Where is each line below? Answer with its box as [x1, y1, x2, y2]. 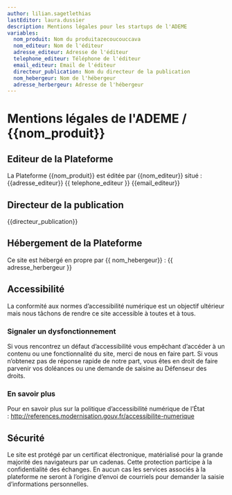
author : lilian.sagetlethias [7, 10, 91, 17]
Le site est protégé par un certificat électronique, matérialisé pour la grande [7, 451, 224, 459]
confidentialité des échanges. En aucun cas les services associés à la [7, 465, 206, 474]
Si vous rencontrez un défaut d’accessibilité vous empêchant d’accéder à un [7, 342, 225, 350]
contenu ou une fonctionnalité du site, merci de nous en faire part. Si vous [7, 349, 218, 358]
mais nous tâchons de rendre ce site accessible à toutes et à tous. [7, 309, 196, 318]
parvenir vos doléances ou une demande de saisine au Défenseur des [7, 364, 207, 372]
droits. [7, 372, 26, 380]
